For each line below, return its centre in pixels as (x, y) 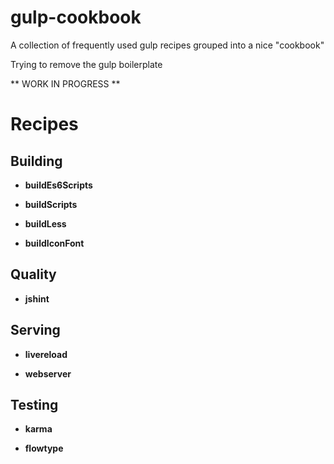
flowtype (44, 448)
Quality (33, 274)
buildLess (45, 223)
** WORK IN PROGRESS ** (65, 83)
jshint (37, 298)
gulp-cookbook (76, 17)
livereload (46, 354)
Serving (35, 330)
